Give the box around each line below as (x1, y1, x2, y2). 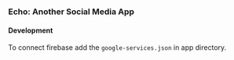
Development (8, 26, 53, 35)
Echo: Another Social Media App (8, 6, 135, 17)
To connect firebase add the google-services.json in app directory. (8, 43, 227, 52)
